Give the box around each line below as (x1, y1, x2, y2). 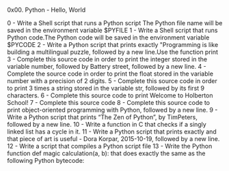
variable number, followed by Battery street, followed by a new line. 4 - (7, 63, 206, 70)
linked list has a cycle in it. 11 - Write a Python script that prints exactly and (7, 127, 217, 136)
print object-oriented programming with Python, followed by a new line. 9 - (7, 106, 218, 114)
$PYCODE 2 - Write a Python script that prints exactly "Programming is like (7, 41, 219, 48)
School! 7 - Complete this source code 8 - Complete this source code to (7, 99, 211, 106)
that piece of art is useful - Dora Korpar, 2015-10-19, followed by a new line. (7, 135, 220, 142)
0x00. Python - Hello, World (7, 6, 86, 14)
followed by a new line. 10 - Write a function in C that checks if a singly (7, 121, 206, 128)
